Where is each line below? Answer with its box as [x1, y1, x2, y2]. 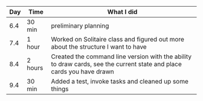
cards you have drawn [51, 67, 114, 76]
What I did [107, 8, 138, 16]
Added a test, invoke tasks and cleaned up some [51, 78, 189, 85]
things [51, 85, 69, 93]
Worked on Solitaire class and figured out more [51, 35, 184, 43]
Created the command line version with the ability [51, 52, 192, 61]
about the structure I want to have [51, 43, 147, 50]
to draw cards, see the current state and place [51, 60, 182, 68]
